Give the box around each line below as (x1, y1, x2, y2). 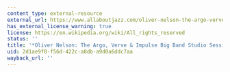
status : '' (7, 36, 38, 43)
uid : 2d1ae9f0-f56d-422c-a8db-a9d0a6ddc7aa (7, 49, 133, 56)
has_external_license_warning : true (7, 23, 112, 29)
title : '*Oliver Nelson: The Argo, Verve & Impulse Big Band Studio (7, 42, 207, 49)
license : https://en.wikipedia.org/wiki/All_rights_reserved (7, 29, 186, 36)
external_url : (7, 16, 48, 23)
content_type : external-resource (7, 10, 103, 17)
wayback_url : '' (7, 55, 53, 62)
